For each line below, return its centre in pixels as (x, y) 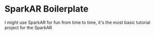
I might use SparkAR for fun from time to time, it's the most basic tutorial (77, 22)
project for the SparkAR (28, 27)
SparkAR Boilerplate (46, 9)
